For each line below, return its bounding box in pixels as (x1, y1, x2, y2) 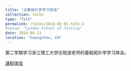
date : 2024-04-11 (5, 30, 42, 35)
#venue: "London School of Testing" (5, 26, 82, 31)
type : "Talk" (5, 16, 33, 21)
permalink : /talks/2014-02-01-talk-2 (5, 21, 85, 26)
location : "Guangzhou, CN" (5, 35, 62, 40)
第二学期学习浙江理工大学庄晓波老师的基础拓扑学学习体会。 (5, 49, 129, 55)
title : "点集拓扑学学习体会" (5, 7, 59, 12)
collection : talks (5, 12, 44, 17)
